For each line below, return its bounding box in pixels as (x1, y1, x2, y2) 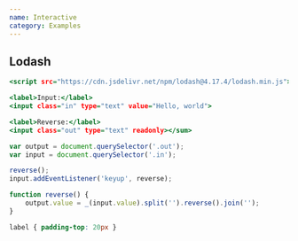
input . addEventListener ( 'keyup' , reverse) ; (9, 175, 173, 183)
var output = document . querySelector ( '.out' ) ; (9, 142, 184, 151)
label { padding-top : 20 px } (9, 222, 117, 231)
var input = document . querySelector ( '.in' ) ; (9, 150, 176, 159)
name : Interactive (9, 12, 77, 22)
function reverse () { (9, 190, 90, 199)
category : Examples (9, 21, 82, 30)
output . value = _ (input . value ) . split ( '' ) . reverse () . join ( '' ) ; (25, 198, 260, 208)
